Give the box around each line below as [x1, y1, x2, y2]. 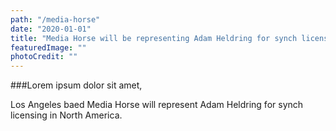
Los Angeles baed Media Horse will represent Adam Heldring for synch [10, 99, 304, 111]
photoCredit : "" [10, 52, 78, 62]
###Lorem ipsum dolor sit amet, [10, 79, 143, 91]
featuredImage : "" [10, 42, 87, 53]
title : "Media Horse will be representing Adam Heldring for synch [10, 33, 298, 43]
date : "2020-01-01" [10, 24, 92, 34]
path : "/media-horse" [10, 14, 101, 25]
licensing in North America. [10, 109, 123, 121]
